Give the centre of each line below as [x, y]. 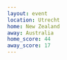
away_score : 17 [29, 46]
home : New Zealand [33, 26]
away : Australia [30, 33]
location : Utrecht [33, 20]
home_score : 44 [29, 39]
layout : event [28, 13]
